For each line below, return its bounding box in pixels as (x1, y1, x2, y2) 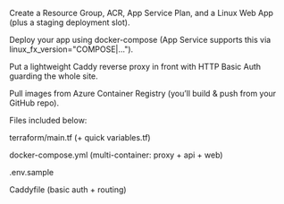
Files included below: (9, 115, 88, 125)
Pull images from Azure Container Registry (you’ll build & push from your (9, 89, 277, 98)
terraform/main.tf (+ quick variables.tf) (9, 132, 151, 142)
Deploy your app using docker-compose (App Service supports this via (9, 35, 271, 45)
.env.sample (9, 167, 54, 177)
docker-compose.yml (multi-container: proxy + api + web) (9, 149, 223, 160)
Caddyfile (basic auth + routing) (9, 184, 127, 195)
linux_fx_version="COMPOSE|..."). (9, 44, 134, 55)
